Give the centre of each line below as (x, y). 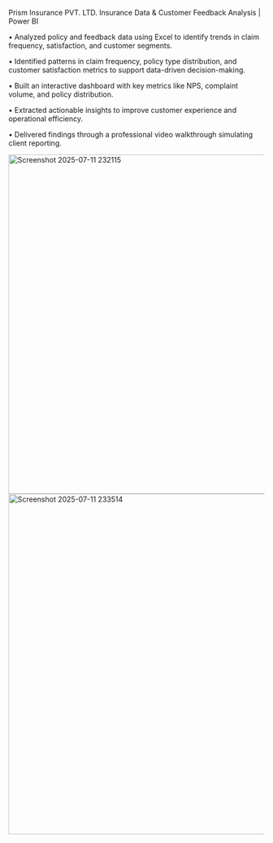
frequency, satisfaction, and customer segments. (91, 46)
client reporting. (35, 143)
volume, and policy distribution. (61, 94)
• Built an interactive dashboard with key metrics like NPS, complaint (123, 86)
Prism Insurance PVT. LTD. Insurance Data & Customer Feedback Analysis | (135, 13)
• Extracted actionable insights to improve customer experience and (123, 110)
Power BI (24, 21)
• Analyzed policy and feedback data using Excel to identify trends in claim (134, 37)
